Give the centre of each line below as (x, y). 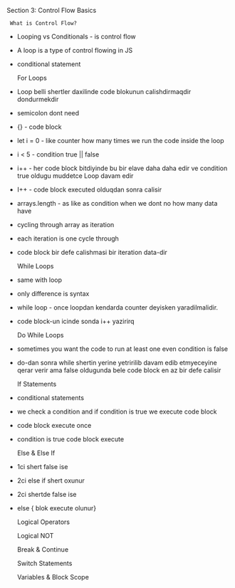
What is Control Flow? (43, 23)
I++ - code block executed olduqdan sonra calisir (89, 189)
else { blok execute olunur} (57, 508)
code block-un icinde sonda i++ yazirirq (75, 321)
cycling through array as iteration (66, 225)
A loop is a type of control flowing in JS (75, 50)
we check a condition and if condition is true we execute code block (117, 411)
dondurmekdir (38, 99)
